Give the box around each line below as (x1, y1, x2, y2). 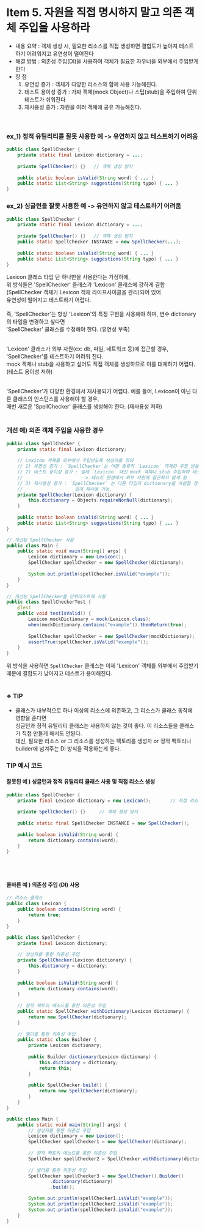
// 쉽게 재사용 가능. (17, 486, 113, 492)
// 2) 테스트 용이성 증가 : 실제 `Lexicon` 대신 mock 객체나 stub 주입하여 (17, 469, 190, 475)
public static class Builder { (17, 1037, 97, 1043)
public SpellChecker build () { (28, 1082, 108, 1089)
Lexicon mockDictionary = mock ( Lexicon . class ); (28, 616, 151, 623)
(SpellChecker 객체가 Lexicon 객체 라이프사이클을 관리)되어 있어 (6, 289, 162, 296)
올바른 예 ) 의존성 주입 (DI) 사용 (6, 881, 80, 888)
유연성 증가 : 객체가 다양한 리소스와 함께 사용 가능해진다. (24, 80, 158, 87)
